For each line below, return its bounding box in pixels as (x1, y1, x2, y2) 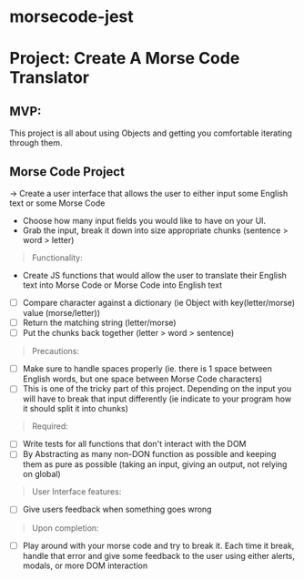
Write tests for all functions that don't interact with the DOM (22, 439, 248, 450)
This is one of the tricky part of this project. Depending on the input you (22, 383, 292, 394)
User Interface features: (31, 486, 122, 497)
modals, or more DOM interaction (22, 560, 148, 571)
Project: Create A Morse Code (9, 48, 240, 69)
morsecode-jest (9, 6, 134, 27)
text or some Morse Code (9, 198, 106, 209)
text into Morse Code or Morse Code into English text (22, 280, 223, 290)
